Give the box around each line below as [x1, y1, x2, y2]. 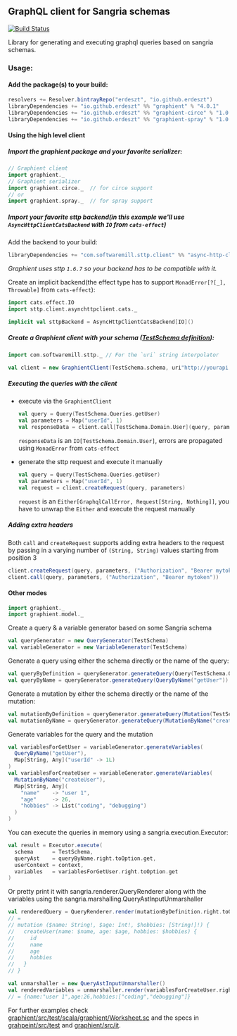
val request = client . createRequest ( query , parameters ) [18, 484, 186, 492]
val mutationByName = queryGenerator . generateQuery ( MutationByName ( [8, 717, 213, 724]
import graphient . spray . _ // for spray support [8, 197, 153, 205]
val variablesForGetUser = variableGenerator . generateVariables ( [8, 743, 203, 751]
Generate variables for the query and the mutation [8, 730, 153, 738]
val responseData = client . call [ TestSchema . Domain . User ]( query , [18, 424, 211, 431]
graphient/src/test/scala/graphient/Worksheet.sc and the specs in [8, 1013, 200, 1022]
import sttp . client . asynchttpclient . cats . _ [8, 306, 138, 313]
